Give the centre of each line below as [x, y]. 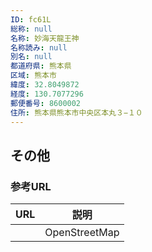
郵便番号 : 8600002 [46, 103]
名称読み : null [39, 47]
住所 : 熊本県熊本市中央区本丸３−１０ [76, 112]
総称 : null [31, 29]
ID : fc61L [31, 19]
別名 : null [31, 57]
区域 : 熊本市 [33, 76]
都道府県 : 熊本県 [41, 66]
